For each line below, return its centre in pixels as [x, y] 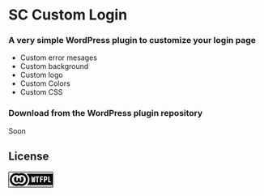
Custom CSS [41, 92]
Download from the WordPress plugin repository [106, 113]
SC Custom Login [68, 15]
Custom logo [41, 75]
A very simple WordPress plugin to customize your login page [132, 40]
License [29, 157]
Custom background [54, 66]
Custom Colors [45, 83]
